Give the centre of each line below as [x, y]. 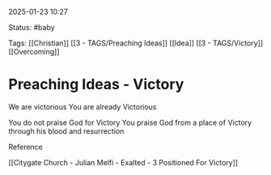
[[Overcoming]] [34, 51]
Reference [25, 147]
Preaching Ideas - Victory [96, 85]
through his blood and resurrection [66, 131]
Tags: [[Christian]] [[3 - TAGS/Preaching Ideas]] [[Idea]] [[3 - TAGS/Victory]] [136, 43]
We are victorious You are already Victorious [83, 107]
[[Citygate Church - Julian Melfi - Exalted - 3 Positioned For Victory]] [123, 162]
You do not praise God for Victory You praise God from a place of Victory [130, 122]
